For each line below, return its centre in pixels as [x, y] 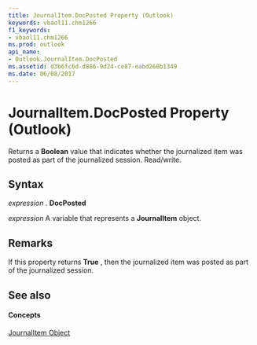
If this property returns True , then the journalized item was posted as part [128, 262]
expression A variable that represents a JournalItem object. [105, 218]
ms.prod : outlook [37, 45]
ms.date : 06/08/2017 [42, 74]
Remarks [31, 243]
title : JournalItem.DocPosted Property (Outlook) [91, 15]
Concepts [24, 315]
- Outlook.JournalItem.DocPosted [63, 60]
